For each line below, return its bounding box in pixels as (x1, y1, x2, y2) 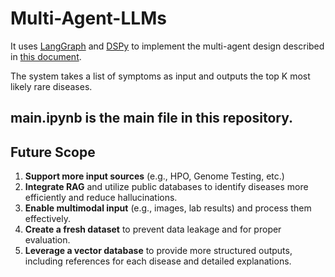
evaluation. (24, 234, 71, 246)
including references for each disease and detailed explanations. (24, 255, 292, 267)
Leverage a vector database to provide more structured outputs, (24, 245, 293, 257)
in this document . (10, 50, 82, 62)
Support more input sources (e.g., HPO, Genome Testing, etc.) (24, 170, 285, 182)
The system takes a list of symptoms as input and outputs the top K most (10, 70, 311, 82)
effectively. (24, 213, 71, 225)
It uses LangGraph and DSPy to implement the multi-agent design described (10, 40, 325, 52)
